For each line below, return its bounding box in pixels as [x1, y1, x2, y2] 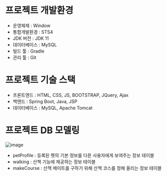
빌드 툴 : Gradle [12, 48, 44, 54]
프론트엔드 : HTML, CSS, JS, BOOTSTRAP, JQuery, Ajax [12, 92, 129, 98]
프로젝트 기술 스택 [5, 74, 76, 86]
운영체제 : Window [12, 22, 51, 29]
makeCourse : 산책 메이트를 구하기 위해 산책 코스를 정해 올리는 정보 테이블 [12, 165, 162, 171]
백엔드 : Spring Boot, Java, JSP [12, 98, 78, 105]
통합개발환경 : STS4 [12, 29, 53, 35]
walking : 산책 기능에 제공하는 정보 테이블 [12, 159, 96, 165]
